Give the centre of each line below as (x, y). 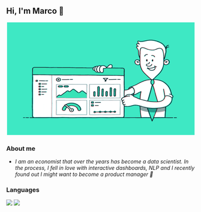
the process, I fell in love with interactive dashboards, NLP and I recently (105, 168)
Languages (23, 190)
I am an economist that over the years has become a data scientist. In (102, 162)
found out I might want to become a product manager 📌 (84, 174)
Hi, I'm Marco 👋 (35, 11)
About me (21, 148)
